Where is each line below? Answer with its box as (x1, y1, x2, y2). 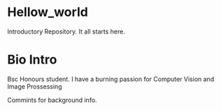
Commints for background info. (7, 96, 97, 104)
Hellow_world (7, 4, 89, 20)
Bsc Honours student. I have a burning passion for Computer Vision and (7, 75, 215, 83)
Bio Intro (7, 52, 57, 68)
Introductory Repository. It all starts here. (7, 27, 126, 36)
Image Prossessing (7, 82, 62, 91)
